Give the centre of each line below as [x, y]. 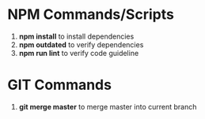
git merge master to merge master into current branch [108, 106]
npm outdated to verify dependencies [81, 44]
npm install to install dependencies [76, 36]
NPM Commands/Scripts [91, 15]
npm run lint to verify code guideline [79, 53]
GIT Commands [60, 85]
